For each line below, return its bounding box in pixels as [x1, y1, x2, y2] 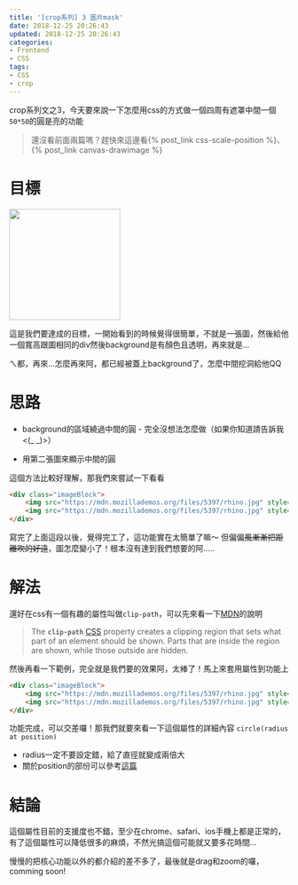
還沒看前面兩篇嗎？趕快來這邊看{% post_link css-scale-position [30, 134, 264, 145]
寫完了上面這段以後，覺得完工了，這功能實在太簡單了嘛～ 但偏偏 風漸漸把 [9, 532, 276, 542]
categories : [9, 37, 53, 47]
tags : [9, 63, 29, 72]
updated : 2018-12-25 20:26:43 [9, 29, 122, 38]
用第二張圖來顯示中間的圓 [21, 454, 116, 464]
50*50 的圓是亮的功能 [9, 115, 84, 126]
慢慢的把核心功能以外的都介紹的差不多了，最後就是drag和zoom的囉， [9, 856, 264, 866]
